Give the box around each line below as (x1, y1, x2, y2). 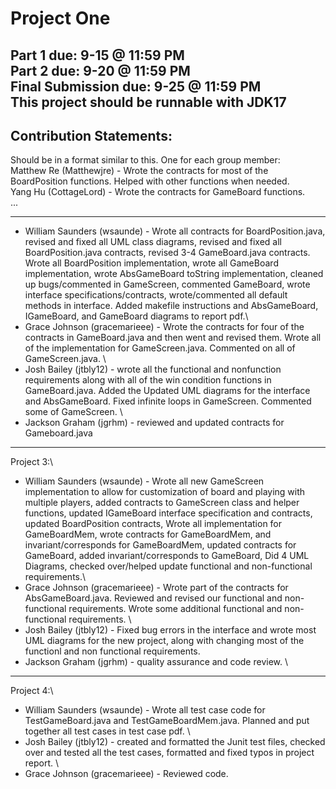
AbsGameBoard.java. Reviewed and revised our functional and (24, 592, 283, 604)
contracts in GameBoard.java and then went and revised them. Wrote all (24, 332, 322, 344)
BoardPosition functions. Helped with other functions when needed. (10, 175, 290, 187)
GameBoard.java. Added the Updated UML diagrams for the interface (24, 385, 311, 397)
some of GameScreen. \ (24, 406, 123, 418)
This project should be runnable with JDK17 (10, 93, 287, 111)
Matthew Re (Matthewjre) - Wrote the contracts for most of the (10, 165, 269, 177)
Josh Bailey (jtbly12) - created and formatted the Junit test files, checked (24, 736, 326, 748)
